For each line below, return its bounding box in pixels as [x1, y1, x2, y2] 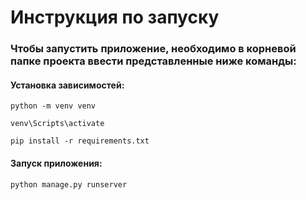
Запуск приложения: [10, 157, 103, 169]
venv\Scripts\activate [10, 119, 105, 129]
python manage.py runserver [10, 179, 128, 190]
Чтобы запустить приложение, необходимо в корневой [10, 42, 297, 56]
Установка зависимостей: [10, 79, 125, 91]
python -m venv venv [10, 101, 97, 111]
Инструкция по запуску [10, 6, 220, 29]
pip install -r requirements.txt [10, 136, 150, 146]
